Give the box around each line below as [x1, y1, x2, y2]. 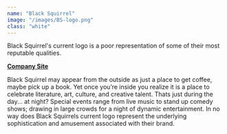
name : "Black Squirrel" [7, 10, 76, 17]
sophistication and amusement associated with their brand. [7, 120, 175, 128]
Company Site [7, 63, 49, 71]
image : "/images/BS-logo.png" [7, 16, 94, 23]
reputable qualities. [7, 49, 62, 57]
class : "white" [7, 23, 51, 30]
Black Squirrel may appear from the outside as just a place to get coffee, [7, 76, 213, 84]
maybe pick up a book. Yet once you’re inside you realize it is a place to [7, 83, 210, 91]
